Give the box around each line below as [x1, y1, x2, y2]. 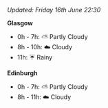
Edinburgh [7, 69, 38, 77]
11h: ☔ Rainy [17, 53, 53, 61]
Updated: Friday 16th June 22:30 [7, 6, 101, 14]
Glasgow [7, 19, 33, 27]
